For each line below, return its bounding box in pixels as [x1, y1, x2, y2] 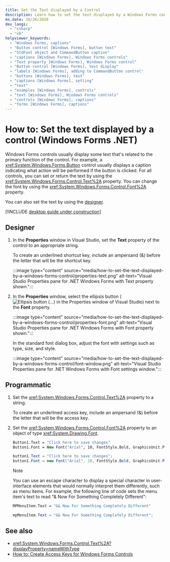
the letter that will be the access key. [12, 415, 90, 421]
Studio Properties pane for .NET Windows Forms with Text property [12, 278, 154, 284]
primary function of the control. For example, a [5, 157, 103, 163]
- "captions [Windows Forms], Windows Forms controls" [10, 54, 128, 60]
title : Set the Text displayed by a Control [5, 7, 101, 13]
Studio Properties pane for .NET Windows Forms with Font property [12, 324, 154, 330]
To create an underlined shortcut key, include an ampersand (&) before [12, 252, 161, 258]
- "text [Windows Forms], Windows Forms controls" [10, 92, 119, 97]
